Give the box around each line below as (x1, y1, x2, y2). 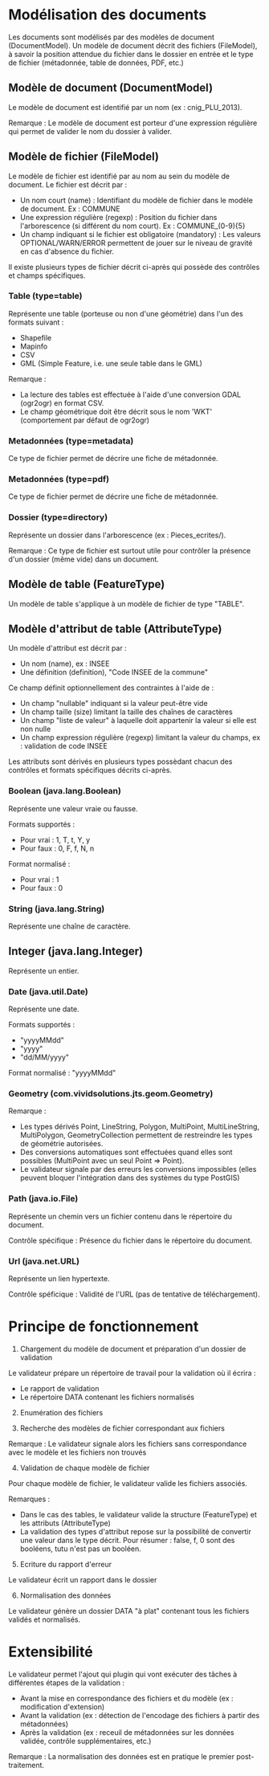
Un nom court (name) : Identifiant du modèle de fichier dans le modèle (19, 195, 253, 205)
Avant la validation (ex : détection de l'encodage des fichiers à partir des (19, 1710, 260, 1720)
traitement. (8, 1760, 45, 1770)
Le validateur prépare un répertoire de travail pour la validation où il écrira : (8, 1368, 256, 1378)
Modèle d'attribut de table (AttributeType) (8, 622, 222, 635)
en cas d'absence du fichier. (19, 247, 115, 256)
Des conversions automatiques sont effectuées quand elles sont (19, 1147, 233, 1157)
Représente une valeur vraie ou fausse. (8, 803, 138, 813)
